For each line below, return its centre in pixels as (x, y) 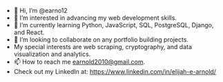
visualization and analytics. (52, 54)
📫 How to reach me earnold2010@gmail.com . (79, 62)
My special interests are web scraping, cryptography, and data (103, 47)
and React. (29, 32)
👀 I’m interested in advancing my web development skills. (95, 18)
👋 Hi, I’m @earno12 (40, 11)
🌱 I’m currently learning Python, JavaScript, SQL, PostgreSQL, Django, (114, 25)
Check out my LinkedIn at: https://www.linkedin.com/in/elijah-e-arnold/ (115, 71)
